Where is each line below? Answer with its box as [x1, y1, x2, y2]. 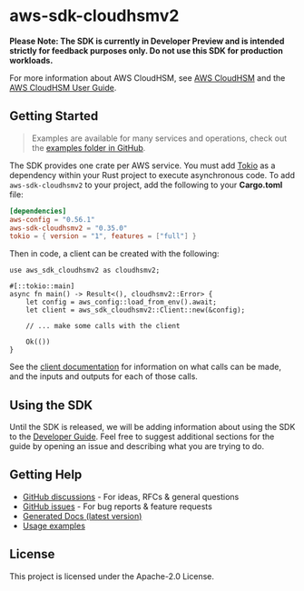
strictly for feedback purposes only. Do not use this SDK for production [9, 45, 283, 55]
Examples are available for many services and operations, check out [31, 133, 288, 144]
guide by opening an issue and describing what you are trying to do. [9, 441, 265, 452]
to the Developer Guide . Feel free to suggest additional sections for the [9, 431, 275, 442]
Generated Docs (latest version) [22, 510, 142, 521]
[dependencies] [9, 206, 67, 215]
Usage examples [22, 520, 86, 531]
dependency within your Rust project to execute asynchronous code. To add [9, 169, 296, 180]
